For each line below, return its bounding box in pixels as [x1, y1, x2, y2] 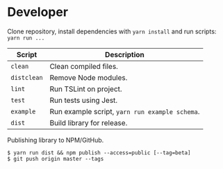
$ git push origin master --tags [7, 155, 104, 162]
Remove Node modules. [49, 72, 128, 82]
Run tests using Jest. [49, 95, 118, 105]
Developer [7, 4, 68, 20]
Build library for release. [49, 118, 128, 127]
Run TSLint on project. [49, 84, 123, 94]
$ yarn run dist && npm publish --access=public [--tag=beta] [7, 149, 191, 156]
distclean [10, 74, 43, 81]
